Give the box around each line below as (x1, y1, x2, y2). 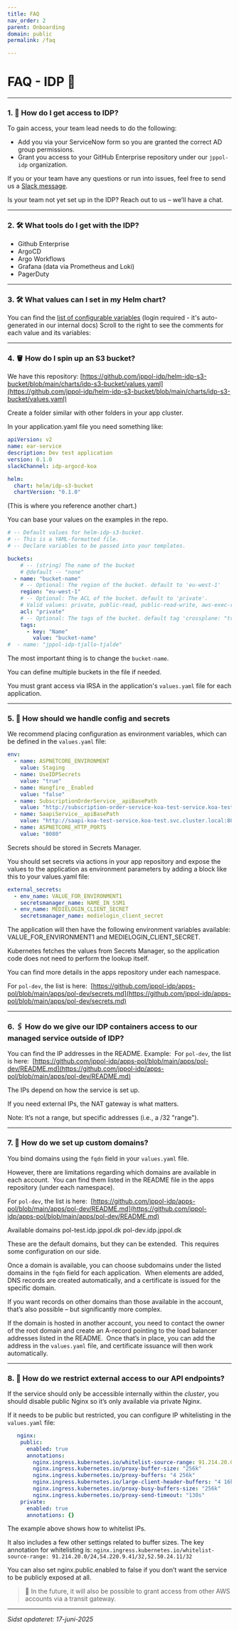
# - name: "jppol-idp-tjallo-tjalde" (7, 641, 122, 648)
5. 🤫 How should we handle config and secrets (7, 714, 171, 724)
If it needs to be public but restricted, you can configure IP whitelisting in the (7, 1411, 231, 1419)
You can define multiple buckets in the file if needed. (7, 668, 162, 677)
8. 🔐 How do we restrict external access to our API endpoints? (7, 1373, 225, 1383)
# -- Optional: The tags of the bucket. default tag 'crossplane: (20, 615, 221, 622)
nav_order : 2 (7, 17, 46, 24)
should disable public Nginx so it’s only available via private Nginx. (7, 1397, 202, 1406)
